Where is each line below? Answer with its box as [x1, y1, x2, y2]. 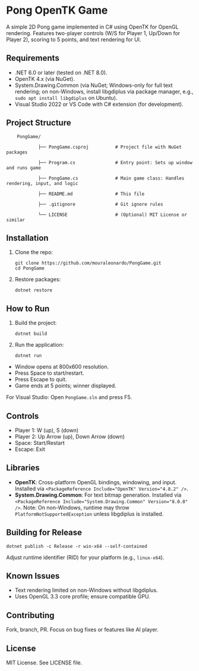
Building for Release [6, 528, 82, 538]
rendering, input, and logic [6, 180, 78, 186]
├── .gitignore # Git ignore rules [37, 201, 163, 207]
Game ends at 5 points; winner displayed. [14, 382, 117, 390]
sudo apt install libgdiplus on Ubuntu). [14, 94, 118, 101]
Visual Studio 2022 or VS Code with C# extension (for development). [14, 101, 184, 108]
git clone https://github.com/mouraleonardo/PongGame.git [14, 260, 162, 266]
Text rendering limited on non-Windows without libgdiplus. [14, 587, 159, 594]
